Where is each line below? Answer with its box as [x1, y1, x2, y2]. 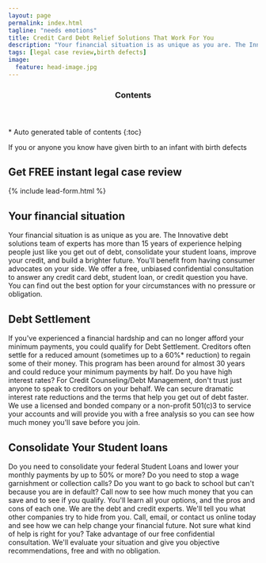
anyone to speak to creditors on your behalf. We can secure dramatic [8, 384, 234, 393]
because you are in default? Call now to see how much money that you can [8, 487, 253, 496]
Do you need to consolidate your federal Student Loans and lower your [8, 462, 239, 471]
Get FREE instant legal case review [8, 166, 182, 179]
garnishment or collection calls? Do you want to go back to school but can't [8, 478, 255, 488]
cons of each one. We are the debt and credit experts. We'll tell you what [8, 504, 246, 513]
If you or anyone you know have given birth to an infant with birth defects [8, 142, 248, 151]
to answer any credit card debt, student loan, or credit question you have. [8, 273, 248, 282]
